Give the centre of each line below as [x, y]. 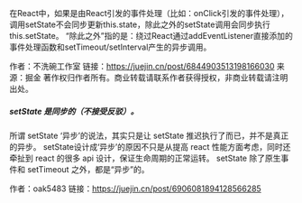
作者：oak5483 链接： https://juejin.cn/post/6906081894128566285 [135, 189]
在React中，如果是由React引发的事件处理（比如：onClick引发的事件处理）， [149, 13]
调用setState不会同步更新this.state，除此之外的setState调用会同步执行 [140, 24]
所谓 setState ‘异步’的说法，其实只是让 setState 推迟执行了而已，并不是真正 [149, 135]
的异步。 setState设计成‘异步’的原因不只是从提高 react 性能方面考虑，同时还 [150, 146]
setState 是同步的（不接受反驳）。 [74, 111]
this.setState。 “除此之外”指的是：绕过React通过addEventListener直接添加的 [151, 36]
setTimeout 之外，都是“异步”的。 [88, 169]
